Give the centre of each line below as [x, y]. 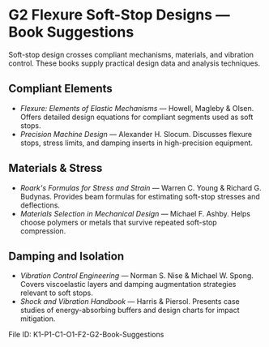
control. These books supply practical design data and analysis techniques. [134, 63]
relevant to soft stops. [56, 293]
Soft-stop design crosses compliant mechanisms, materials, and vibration [131, 54]
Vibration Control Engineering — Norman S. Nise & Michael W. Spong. [137, 276]
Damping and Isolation [66, 256]
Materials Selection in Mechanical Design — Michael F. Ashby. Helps [135, 213]
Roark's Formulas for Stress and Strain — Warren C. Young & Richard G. [141, 187]
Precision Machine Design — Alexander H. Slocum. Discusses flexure [136, 134]
